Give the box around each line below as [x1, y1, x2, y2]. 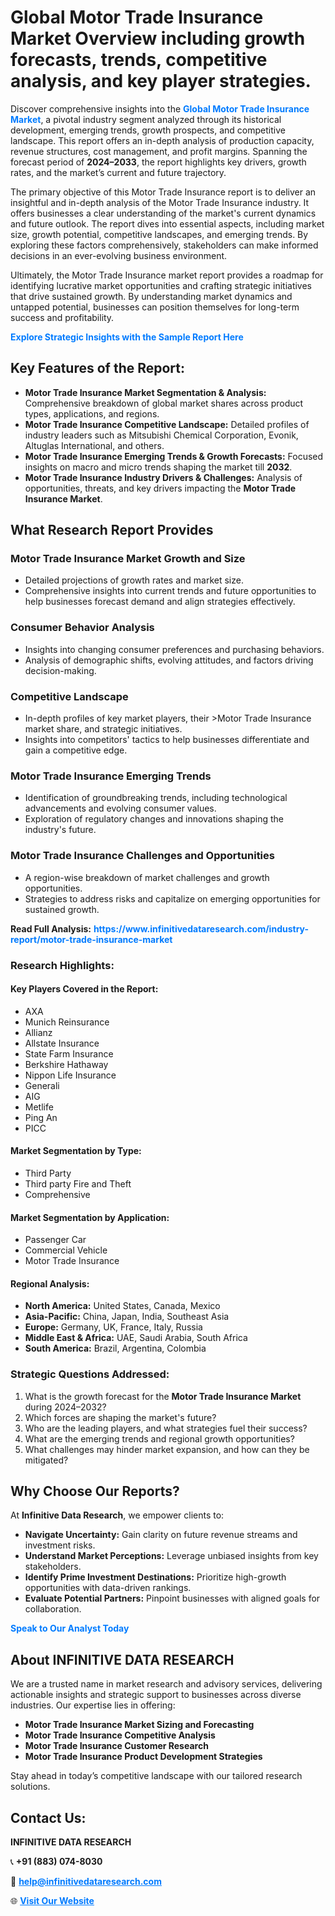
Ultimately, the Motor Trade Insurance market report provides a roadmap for [10, 269, 324, 281]
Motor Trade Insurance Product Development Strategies [24, 1751, 263, 1763]
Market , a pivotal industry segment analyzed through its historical [10, 113, 282, 125]
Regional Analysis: [10, 1277, 90, 1290]
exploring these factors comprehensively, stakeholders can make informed [10, 239, 319, 251]
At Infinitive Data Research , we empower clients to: [10, 1509, 225, 1521]
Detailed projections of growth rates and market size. [24, 574, 244, 586]
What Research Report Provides [10, 522, 214, 539]
